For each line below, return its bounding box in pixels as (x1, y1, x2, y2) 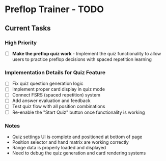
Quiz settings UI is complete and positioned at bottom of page (12, 134, 143, 140)
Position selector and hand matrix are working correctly (12, 139, 129, 145)
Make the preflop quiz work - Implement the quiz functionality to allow (12, 50, 161, 56)
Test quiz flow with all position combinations (12, 103, 105, 110)
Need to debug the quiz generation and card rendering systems (12, 150, 146, 156)
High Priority (5, 39, 37, 46)
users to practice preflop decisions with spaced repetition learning (12, 56, 152, 62)
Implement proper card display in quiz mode (12, 86, 105, 92)
